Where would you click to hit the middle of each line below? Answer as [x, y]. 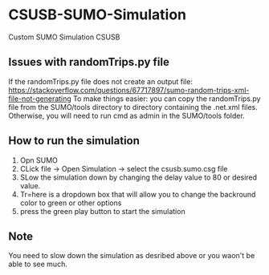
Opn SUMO [39, 160]
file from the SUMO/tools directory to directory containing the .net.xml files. [133, 107]
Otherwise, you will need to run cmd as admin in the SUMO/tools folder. [126, 115]
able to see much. [38, 264]
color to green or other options [71, 203]
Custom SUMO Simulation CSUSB [64, 37]
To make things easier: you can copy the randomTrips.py [167, 99]
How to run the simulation [74, 141]
